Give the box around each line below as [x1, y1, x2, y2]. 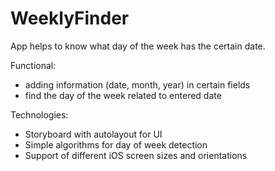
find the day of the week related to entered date [24, 89, 222, 101]
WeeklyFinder [10, 7, 130, 30]
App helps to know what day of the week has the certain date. [10, 40, 266, 52]
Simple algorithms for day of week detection [24, 138, 208, 151]
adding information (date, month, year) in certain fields [24, 78, 251, 91]
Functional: [10, 59, 57, 71]
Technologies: [10, 108, 69, 121]
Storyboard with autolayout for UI [24, 128, 163, 140]
